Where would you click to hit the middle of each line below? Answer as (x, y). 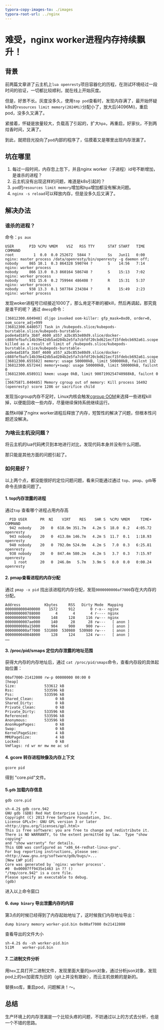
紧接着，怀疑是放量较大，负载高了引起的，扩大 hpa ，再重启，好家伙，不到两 (81, 123)
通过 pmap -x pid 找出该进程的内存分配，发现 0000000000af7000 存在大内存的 (81, 589)
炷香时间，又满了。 (24, 129)
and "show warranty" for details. (40, 843)
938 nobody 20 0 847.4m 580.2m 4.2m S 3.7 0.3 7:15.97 (81, 554)
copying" (14, 839)
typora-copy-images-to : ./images (39, 10)
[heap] (12, 682)
